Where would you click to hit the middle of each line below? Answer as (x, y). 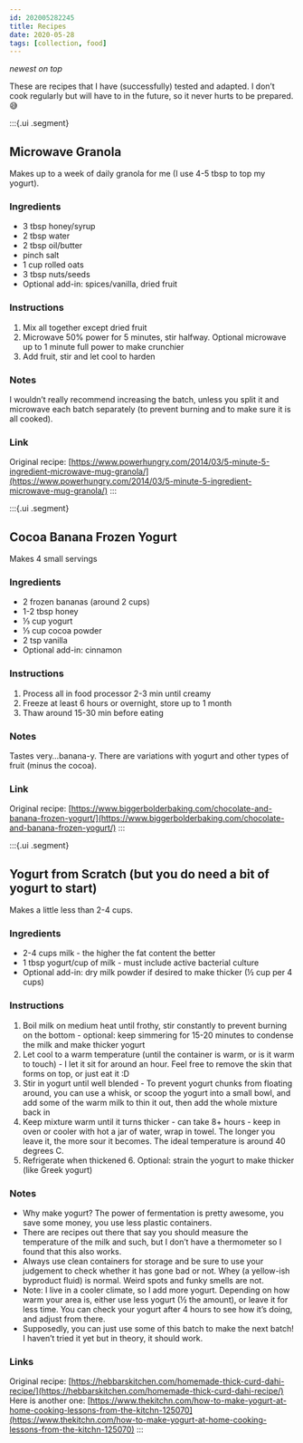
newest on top (36, 69)
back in (36, 1112)
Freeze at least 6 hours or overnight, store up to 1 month (127, 702)
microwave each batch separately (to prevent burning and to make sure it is (150, 409)
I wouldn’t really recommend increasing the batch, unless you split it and (144, 399)
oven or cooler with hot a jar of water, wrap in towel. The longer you (149, 1131)
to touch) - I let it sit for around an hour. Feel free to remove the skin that (157, 1064)
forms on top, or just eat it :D (76, 1073)
